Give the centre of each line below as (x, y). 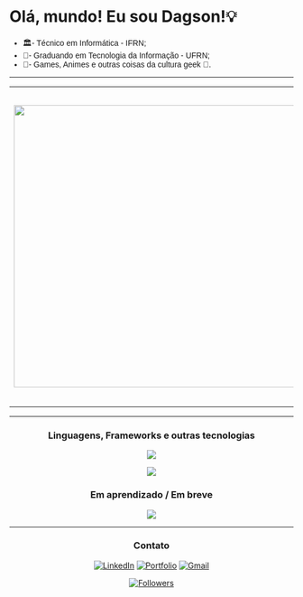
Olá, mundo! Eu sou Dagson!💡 (123, 17)
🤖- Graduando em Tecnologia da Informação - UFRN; (116, 55)
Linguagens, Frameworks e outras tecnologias (151, 435)
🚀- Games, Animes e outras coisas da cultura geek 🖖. (117, 64)
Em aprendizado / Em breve (151, 495)
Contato (151, 546)
